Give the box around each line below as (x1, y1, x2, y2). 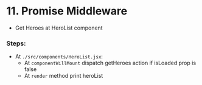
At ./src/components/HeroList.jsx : (15, 53, 103, 60)
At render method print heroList (24, 72, 103, 80)
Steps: (6, 39, 26, 48)
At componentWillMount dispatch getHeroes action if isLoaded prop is (24, 59, 197, 67)
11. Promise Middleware (6, 4, 128, 18)
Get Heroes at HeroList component (15, 24, 103, 31)
